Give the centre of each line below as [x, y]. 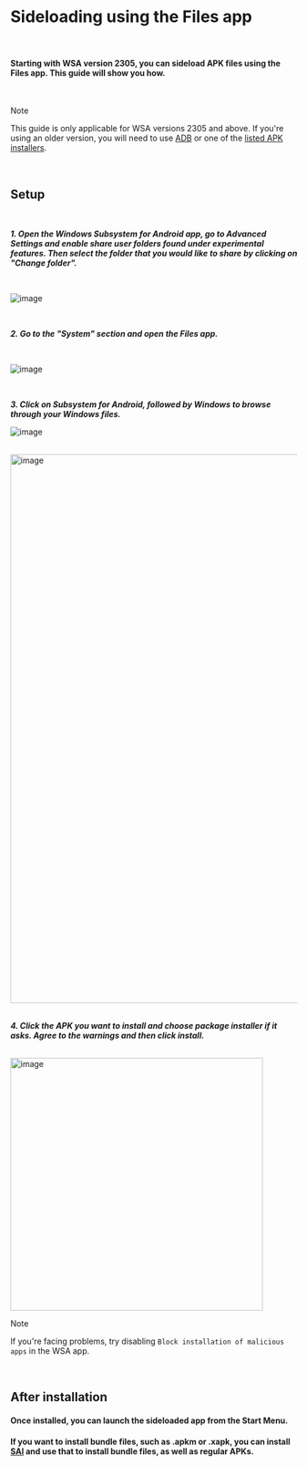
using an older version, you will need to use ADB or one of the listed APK [147, 138]
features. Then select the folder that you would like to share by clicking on [154, 253]
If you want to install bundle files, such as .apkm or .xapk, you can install [150, 1441]
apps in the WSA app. [50, 1351]
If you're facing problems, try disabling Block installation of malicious [148, 1341]
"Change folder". [44, 263]
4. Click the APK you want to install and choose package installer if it [144, 1025]
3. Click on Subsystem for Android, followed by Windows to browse [141, 404]
